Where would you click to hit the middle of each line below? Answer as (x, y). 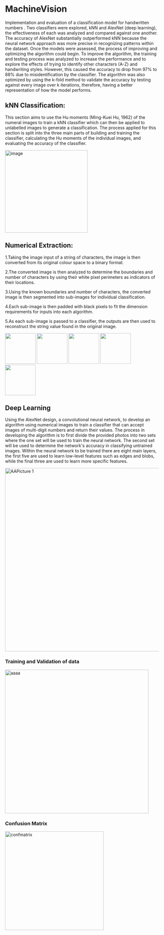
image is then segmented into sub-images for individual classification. (75, 297)
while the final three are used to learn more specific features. (66, 461)
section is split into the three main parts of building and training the (72, 133)
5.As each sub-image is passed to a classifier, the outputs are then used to (80, 321)
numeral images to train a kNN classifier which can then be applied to (75, 122)
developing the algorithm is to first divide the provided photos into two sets (81, 435)
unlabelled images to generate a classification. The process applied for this (81, 128)
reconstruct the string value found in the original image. (61, 326)
